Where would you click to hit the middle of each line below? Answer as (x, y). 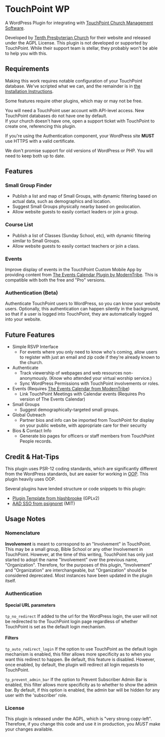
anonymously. (34, 378)
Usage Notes (25, 519)
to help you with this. (26, 53)
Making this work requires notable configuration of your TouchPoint (74, 81)
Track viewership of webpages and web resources (71, 373)
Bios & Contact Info (32, 431)
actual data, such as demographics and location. (62, 202)
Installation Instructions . (29, 91)
